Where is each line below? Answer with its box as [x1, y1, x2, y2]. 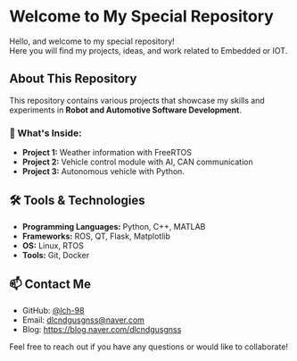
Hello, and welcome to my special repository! [9, 36, 176, 46]
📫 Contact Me [9, 277, 92, 292]
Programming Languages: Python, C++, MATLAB [21, 221, 206, 231]
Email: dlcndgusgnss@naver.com [21, 315, 145, 325]
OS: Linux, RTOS [21, 239, 85, 251]
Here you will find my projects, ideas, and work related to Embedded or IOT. [9, 45, 288, 55]
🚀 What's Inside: [9, 127, 82, 139]
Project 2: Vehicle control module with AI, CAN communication [21, 156, 253, 167]
